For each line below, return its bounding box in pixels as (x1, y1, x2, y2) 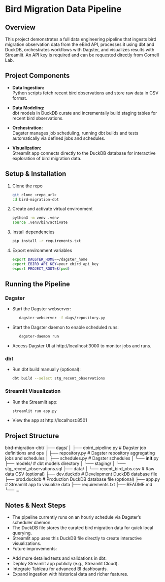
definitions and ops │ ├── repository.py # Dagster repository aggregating (5, 450, 155, 456)
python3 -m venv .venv (12, 215, 59, 220)
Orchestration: (12, 125, 43, 130)
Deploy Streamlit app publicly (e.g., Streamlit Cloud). (12, 561, 119, 567)
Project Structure (5, 431, 59, 440)
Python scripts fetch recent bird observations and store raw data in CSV (12, 90, 159, 96)
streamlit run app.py (12, 409, 57, 414)
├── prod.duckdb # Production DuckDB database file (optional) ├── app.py (5, 476, 160, 482)
